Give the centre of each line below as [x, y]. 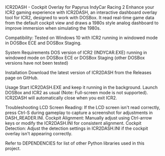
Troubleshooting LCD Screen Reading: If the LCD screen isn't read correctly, [83, 107]
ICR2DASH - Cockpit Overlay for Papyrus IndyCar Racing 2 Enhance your [80, 7]
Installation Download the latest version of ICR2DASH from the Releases [78, 73]
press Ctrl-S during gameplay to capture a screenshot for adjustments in [79, 113]
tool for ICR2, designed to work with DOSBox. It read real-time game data [80, 18]
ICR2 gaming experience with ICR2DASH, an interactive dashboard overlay [81, 12]
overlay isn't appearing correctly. [39, 134]
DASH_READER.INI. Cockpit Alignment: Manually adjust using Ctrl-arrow [79, 118]
